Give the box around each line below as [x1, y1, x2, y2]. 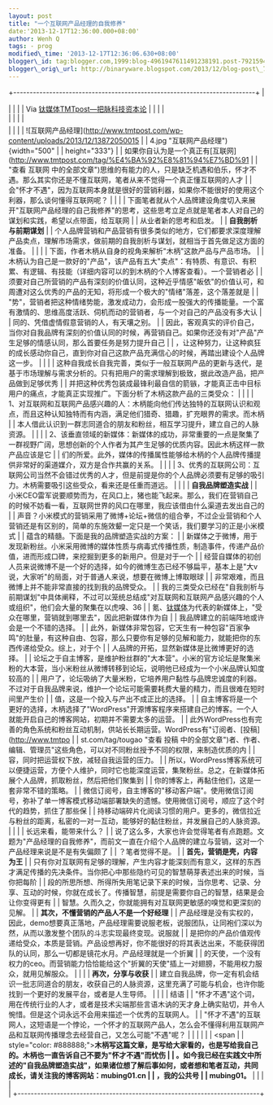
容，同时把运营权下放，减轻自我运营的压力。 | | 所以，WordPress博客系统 [8, 755, 256, 765]
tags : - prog [8, 42, 53, 50]
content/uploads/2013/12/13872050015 [8, 135, 140, 145]
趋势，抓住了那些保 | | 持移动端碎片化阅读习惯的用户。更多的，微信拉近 [22, 805, 262, 815]
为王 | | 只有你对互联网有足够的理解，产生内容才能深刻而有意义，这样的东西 [8, 857, 262, 866]
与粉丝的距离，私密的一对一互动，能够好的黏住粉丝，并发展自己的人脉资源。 [8, 816, 265, 826]
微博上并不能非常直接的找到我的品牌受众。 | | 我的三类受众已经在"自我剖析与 [8, 581, 265, 591]
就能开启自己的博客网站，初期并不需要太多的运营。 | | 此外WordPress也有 [8, 714, 256, 724]
